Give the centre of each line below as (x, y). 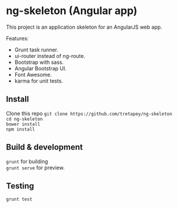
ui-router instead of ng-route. (50, 56)
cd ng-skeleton (25, 119)
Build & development (44, 147)
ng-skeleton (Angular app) (72, 11)
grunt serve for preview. (36, 168)
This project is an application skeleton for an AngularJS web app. (84, 27)
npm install (20, 129)
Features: (18, 38)
